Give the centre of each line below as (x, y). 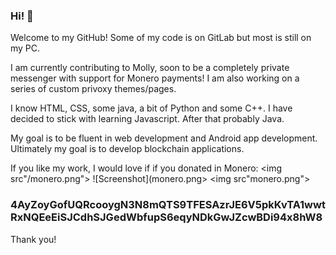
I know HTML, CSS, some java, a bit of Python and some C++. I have (151, 108)
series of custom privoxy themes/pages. (93, 89)
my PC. (25, 48)
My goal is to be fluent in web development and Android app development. (164, 138)
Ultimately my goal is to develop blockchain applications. (127, 149)
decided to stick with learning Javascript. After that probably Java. (147, 119)
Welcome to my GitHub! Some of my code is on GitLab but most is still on (161, 38)
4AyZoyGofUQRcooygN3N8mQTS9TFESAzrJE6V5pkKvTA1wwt (168, 205)
